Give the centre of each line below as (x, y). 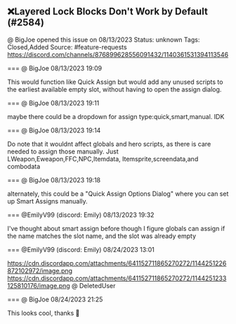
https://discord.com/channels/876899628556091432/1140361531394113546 (118, 54)
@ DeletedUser (93, 285)
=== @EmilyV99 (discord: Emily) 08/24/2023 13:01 (81, 249)
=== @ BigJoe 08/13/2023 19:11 (53, 103)
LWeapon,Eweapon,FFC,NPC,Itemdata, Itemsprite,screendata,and (103, 158)
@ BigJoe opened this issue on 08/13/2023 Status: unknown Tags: (104, 39)
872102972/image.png (40, 270)
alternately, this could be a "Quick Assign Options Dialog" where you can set (118, 194)
